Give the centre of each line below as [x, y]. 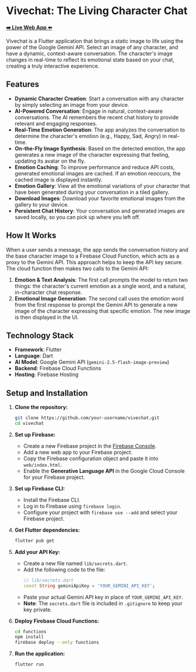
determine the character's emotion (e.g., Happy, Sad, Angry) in [91, 136]
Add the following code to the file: [64, 569]
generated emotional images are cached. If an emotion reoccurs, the [97, 173]
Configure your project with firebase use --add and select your [100, 512]
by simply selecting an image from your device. [72, 104]
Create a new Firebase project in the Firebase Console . [90, 446]
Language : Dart [34, 356]
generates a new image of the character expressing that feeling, [92, 154]
